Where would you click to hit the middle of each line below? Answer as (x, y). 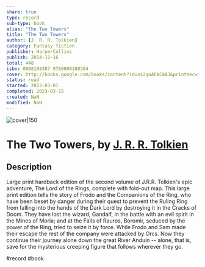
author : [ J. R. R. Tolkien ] (42, 40)
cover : (15, 74)
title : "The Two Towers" (38, 35)
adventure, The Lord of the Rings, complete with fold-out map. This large (98, 188)
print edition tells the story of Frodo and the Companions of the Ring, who (99, 194)
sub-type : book (26, 23)
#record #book (25, 258)
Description (29, 167)
